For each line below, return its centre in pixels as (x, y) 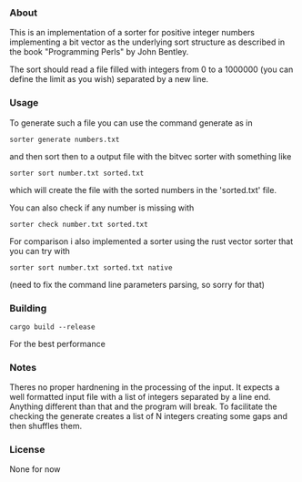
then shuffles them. (46, 426)
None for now (35, 469)
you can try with (40, 251)
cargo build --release (52, 327)
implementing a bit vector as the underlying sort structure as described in (147, 42)
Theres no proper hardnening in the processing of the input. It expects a (145, 387)
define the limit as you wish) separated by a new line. (109, 79)
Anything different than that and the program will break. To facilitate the (143, 406)
